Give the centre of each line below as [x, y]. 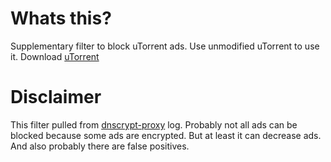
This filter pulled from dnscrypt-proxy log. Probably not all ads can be [154, 124]
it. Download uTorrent [55, 56]
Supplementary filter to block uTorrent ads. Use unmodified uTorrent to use [165, 46]
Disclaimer [56, 97]
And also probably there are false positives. [100, 146]
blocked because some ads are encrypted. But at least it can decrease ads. [166, 135]
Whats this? [61, 18]
